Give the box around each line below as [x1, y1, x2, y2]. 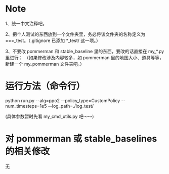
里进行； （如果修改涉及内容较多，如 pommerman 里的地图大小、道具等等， [5, 54, 164, 61]
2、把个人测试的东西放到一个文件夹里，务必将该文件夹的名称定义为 [5, 31, 146, 37]
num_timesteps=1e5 [5, 103, 47, 109]
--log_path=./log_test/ [48, 103, 94, 109]
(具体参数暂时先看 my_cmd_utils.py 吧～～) [5, 113, 94, 119]
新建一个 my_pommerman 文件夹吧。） [5, 61, 85, 67]
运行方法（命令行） [5, 80, 86, 92]
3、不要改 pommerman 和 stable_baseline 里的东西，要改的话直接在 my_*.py [5, 48, 164, 54]
